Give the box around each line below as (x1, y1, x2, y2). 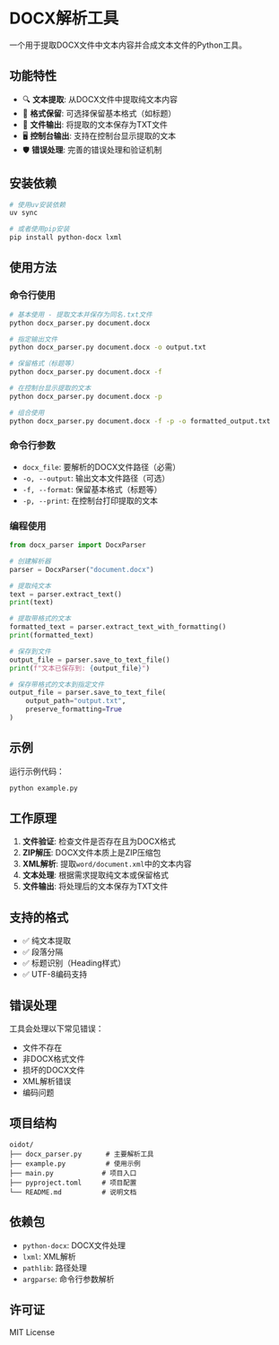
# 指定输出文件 (9, 334, 58, 343)
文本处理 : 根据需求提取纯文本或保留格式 (22, 870, 169, 881)
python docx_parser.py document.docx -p (9, 392, 163, 401)
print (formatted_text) (9, 631, 94, 640)
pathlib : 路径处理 (22, 1262, 87, 1273)
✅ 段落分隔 (22, 947, 64, 958)
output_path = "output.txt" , (25, 697, 126, 706)
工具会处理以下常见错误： (9, 1023, 104, 1034)
